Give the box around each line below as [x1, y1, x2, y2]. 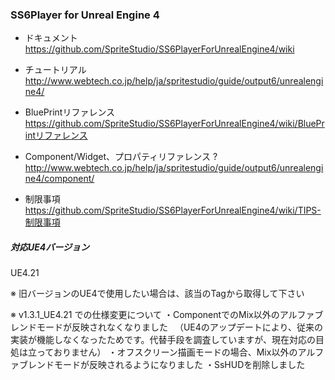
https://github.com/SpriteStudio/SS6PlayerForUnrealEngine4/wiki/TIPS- [24, 204, 322, 217]
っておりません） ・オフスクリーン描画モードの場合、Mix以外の [36, 346, 298, 358]
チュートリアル [24, 64, 87, 76]
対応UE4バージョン [10, 241, 90, 253]
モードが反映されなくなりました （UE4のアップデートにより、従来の [36, 321, 323, 333]
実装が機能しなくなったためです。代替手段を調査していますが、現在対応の [10, 334, 316, 346]
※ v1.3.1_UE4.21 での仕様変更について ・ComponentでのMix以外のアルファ [10, 309, 315, 321]
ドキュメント [24, 32, 78, 44]
